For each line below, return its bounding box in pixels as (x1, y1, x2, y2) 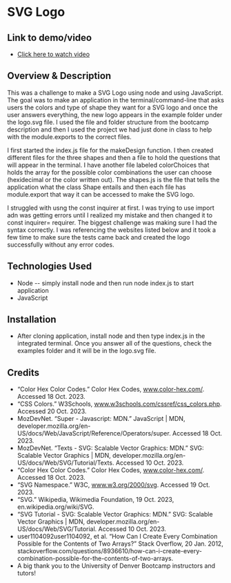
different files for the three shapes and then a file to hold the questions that (7, 153, 221, 161)
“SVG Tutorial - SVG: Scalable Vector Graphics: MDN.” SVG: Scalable (17, 510, 213, 519)
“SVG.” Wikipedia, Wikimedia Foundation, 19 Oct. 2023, (17, 496, 174, 504)
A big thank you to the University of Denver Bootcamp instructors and (17, 562, 216, 570)
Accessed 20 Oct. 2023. (17, 407, 87, 415)
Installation (7, 314, 57, 325)
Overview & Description (7, 70, 112, 82)
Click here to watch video (17, 50, 90, 58)
